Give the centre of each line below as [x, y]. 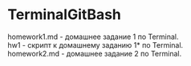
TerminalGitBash [65, 15]
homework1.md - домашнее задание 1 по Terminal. [93, 37]
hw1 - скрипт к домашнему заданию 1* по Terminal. [95, 45]
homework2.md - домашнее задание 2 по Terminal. [95, 53]
